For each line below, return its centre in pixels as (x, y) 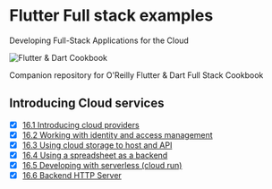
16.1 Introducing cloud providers (81, 125)
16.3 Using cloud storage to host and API (97, 145)
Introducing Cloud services (87, 103)
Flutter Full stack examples (111, 16)
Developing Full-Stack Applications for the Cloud (99, 40)
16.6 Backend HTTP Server (72, 176)
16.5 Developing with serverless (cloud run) (102, 165)
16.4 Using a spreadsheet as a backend (95, 155)
